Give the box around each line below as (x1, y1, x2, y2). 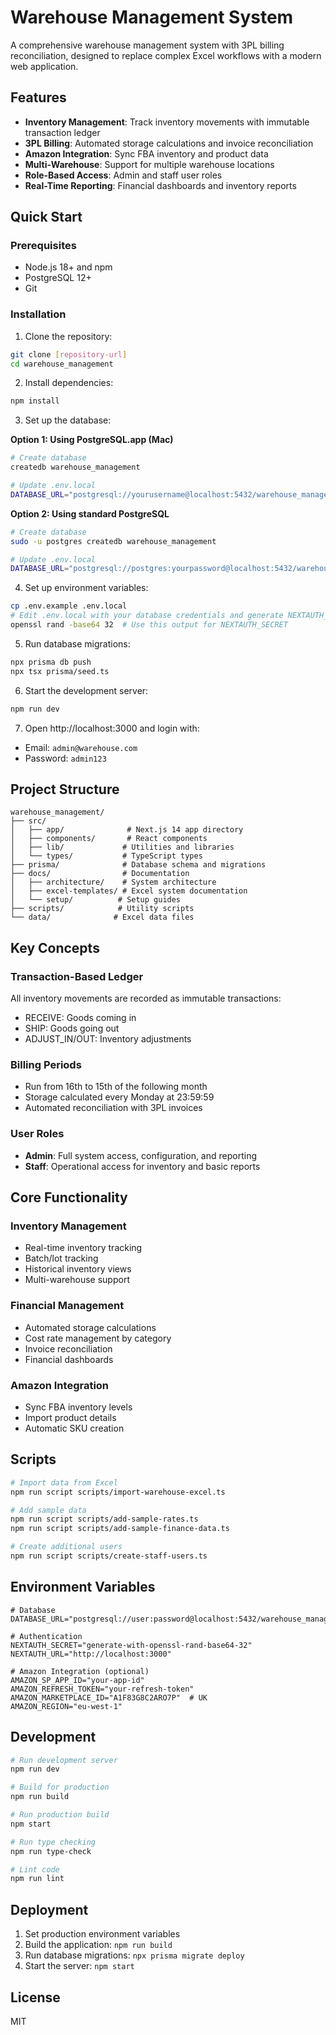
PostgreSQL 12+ (24, 272, 92, 284)
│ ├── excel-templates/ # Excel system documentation (10, 886, 248, 896)
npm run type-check (10, 1846, 92, 1856)
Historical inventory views (24, 1263, 132, 1275)
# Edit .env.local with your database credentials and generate (10, 611, 284, 621)
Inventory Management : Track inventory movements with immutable (24, 116, 310, 128)
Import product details (24, 1411, 117, 1423)
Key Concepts (10, 939, 100, 956)
